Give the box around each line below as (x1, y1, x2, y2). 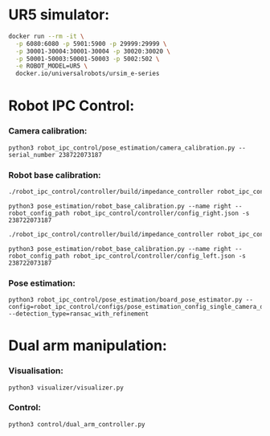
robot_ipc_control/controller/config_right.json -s (72, 209, 250, 217)
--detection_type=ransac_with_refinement (8, 310, 149, 319)
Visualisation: (8, 365, 64, 376)
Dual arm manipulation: (8, 336, 167, 355)
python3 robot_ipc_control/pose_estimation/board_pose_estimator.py (8, 296, 243, 304)
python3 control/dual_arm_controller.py (8, 420, 146, 428)
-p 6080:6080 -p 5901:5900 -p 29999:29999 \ (15, 39, 167, 47)
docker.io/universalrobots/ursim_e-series (15, 70, 160, 78)
